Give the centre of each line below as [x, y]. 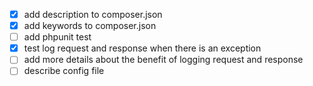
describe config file [64, 71]
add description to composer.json [93, 14]
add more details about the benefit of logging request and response [163, 60]
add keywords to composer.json [90, 26]
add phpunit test [57, 37]
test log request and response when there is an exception [142, 48]
